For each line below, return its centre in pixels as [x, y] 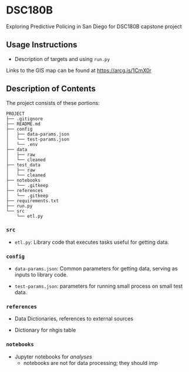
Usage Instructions [42, 45]
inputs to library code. [41, 275]
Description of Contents [51, 89]
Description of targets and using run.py [62, 59]
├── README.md [23, 124]
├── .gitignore [25, 119]
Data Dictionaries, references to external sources [74, 319]
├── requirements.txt [33, 201]
